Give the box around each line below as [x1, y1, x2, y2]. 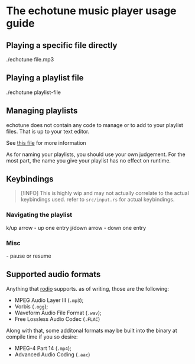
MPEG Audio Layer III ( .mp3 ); [14, 297, 84, 304]
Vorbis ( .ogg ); [14, 303, 48, 310]
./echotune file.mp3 [6, 56, 54, 63]
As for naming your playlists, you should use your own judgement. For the [6, 151, 186, 158]
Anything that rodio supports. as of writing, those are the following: [6, 285, 170, 292]
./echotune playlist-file [6, 89, 61, 96]
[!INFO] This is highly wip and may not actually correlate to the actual [20, 190, 189, 197]
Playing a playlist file [6, 73, 84, 83]
